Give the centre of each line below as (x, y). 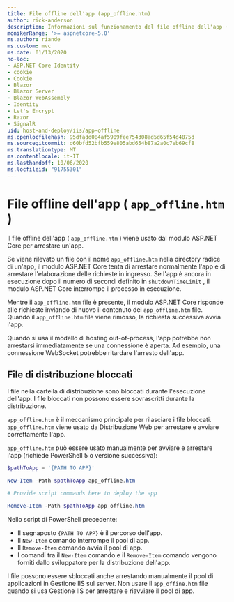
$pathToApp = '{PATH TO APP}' (51, 468)
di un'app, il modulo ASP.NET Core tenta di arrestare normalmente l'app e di (116, 266)
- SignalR (22, 124)
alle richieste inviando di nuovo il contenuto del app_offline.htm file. (105, 309)
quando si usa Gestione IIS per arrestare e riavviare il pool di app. (101, 591)
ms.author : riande (34, 40)
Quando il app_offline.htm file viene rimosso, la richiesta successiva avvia (114, 317)
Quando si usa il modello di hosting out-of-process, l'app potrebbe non (109, 338)
